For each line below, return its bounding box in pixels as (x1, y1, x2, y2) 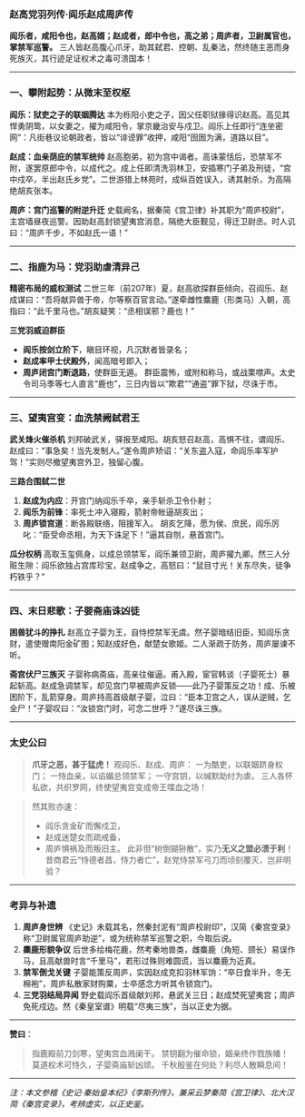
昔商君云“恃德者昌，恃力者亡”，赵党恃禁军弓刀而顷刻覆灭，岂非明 (44, 854, 291, 865)
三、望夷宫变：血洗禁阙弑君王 (9, 411, 141, 424)
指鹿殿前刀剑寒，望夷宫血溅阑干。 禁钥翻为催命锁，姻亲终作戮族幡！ (31, 1048, 289, 1059)
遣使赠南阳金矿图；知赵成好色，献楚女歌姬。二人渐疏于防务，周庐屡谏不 (25, 638, 296, 649)
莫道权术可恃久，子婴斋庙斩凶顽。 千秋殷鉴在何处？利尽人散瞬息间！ (31, 1060, 289, 1071)
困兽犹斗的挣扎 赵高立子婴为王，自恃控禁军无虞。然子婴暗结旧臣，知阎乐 (9, 627, 282, 638)
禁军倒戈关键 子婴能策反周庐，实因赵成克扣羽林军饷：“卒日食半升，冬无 (22, 967, 291, 978)
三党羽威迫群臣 (9, 324, 65, 335)
